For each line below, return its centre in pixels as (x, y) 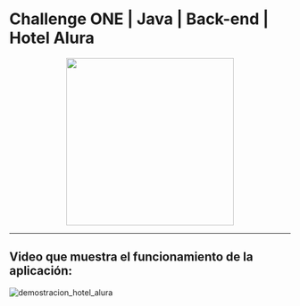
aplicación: (41, 271)
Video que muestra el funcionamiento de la (131, 257)
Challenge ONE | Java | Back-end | (139, 19)
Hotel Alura (52, 38)
